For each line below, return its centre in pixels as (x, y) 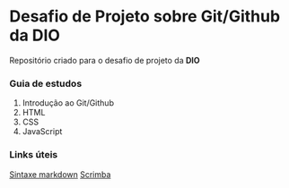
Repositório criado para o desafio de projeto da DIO (105, 60)
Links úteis (34, 155)
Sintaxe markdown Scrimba (60, 174)
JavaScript (42, 132)
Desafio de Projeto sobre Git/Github (145, 17)
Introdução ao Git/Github (68, 103)
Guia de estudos (46, 83)
